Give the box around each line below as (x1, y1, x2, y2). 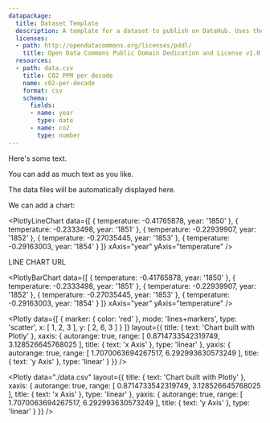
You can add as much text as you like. (8, 169, 134, 179)
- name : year (29, 109, 74, 117)
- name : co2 (29, 124, 70, 132)
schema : (22, 94, 48, 102)
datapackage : (8, 11, 52, 20)
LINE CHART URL (8, 257, 67, 266)
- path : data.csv (15, 64, 74, 72)
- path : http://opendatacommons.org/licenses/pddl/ (15, 42, 193, 50)
